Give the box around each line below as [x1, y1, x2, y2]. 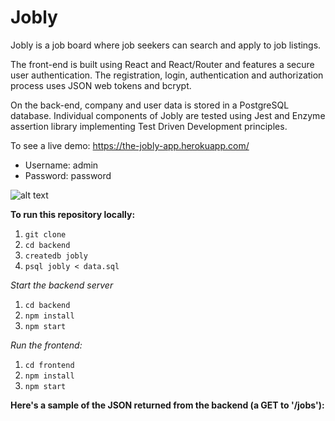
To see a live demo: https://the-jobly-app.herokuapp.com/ [10, 139, 250, 151]
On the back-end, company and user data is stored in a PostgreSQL [10, 99, 290, 111]
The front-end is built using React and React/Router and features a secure [10, 58, 315, 70]
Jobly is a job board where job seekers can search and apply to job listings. [10, 39, 322, 51]
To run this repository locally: [10, 208, 136, 220]
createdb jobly [24, 251, 89, 261]
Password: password [24, 169, 112, 181]
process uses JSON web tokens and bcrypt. [10, 79, 192, 91]
